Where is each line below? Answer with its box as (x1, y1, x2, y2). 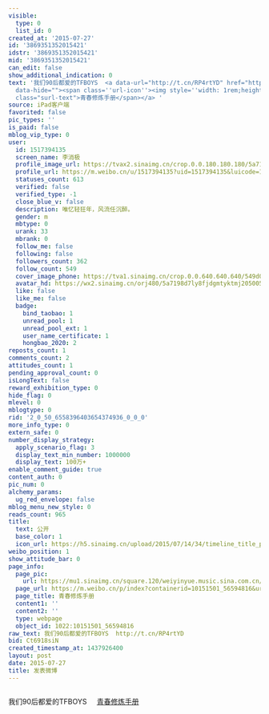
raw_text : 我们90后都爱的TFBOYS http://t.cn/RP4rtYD (8, 629, 184, 637)
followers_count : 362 (15, 257, 88, 265)
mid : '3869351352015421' (8, 57, 91, 65)
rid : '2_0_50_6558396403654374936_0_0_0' (8, 414, 149, 422)
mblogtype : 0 (8, 406, 52, 415)
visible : (8, 11, 38, 20)
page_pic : (15, 570, 48, 578)
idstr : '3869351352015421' (8, 49, 98, 57)
